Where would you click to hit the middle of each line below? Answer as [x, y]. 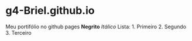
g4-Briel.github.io [50, 11]
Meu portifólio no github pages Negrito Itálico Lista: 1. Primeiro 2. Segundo [96, 27]
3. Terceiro [18, 32]
